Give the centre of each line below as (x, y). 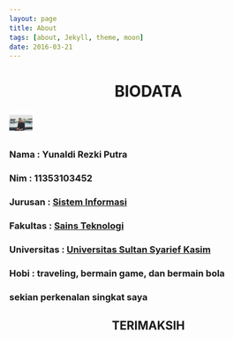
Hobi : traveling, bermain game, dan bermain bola (117, 273)
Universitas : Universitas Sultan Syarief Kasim (110, 250)
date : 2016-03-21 (41, 47)
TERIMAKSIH (148, 326)
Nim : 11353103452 (51, 179)
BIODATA (148, 92)
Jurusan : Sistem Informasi (68, 202)
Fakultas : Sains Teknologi (67, 226)
